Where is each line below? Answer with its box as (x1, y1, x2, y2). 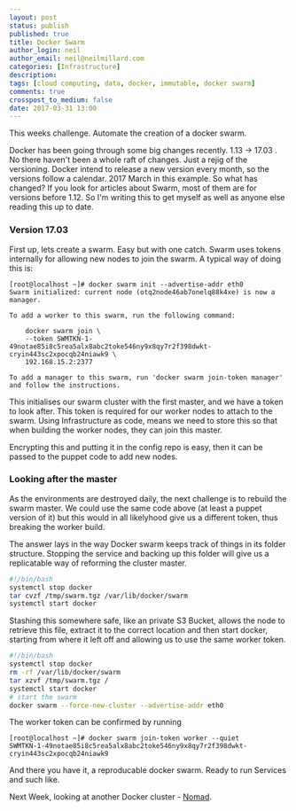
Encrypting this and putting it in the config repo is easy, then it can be (9, 441, 263, 452)
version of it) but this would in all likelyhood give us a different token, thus (9, 511, 278, 523)
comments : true (9, 87, 66, 96)
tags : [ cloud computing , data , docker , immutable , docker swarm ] (9, 79, 255, 88)
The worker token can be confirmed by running (9, 717, 182, 728)
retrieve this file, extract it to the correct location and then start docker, (9, 625, 269, 636)
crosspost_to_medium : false (9, 95, 113, 105)
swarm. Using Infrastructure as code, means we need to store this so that (9, 415, 277, 425)
